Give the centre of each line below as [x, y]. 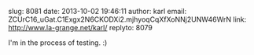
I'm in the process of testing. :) [58, 43]
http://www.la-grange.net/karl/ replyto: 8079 [81, 27]
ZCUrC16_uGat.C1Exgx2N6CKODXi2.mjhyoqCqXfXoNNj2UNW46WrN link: [127, 19]
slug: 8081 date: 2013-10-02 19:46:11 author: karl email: [98, 11]
